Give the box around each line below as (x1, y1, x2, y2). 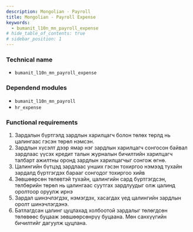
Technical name (6, 55, 53, 64)
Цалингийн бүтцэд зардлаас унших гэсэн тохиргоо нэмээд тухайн (14, 163, 182, 170)
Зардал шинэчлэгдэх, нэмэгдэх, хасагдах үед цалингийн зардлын (14, 194, 181, 201)
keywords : (6, 19, 31, 25)
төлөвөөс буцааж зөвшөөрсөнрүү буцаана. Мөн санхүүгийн (14, 213, 167, 220)
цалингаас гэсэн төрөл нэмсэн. (14, 138, 95, 145)
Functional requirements (6, 118, 78, 126)
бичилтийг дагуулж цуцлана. (14, 219, 87, 226)
